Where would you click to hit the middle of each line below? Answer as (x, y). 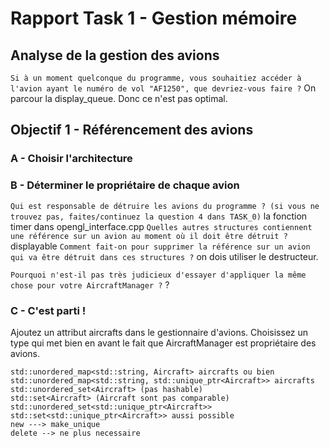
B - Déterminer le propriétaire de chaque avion (125, 185)
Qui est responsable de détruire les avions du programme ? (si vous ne (165, 206)
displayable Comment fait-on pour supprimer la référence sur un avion (160, 246)
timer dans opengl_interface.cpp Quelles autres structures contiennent (161, 226)
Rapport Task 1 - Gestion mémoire (154, 18)
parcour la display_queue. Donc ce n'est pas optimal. (119, 98)
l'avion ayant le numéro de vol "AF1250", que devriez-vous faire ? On (163, 88)
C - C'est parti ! (48, 310)
